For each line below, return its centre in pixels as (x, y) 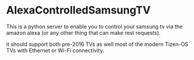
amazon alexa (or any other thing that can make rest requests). (84, 32)
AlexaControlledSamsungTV (78, 10)
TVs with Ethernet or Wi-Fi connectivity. (55, 50)
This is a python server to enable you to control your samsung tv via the (95, 26)
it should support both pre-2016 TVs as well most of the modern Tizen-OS (97, 44)
